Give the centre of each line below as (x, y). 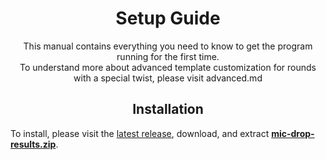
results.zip (33, 144)
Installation (168, 109)
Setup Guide (168, 18)
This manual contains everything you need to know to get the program (168, 46)
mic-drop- (293, 133)
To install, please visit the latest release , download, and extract (140, 133)
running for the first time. (168, 56)
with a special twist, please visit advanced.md (168, 78)
